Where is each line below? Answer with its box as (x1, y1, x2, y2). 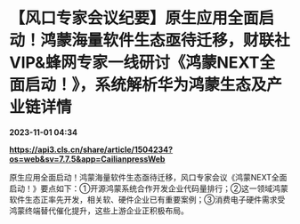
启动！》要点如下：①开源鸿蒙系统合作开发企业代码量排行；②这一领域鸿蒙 (9, 183, 288, 194)
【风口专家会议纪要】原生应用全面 (9, 8, 260, 28)
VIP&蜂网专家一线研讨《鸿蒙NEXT (9, 52, 260, 73)
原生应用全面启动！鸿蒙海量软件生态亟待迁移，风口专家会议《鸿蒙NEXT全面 (9, 172, 288, 182)
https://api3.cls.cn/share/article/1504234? (9, 144, 174, 155)
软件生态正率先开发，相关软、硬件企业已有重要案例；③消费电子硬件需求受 (9, 194, 286, 204)
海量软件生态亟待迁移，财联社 (71, 30, 291, 51)
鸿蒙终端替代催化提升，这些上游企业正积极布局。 (9, 205, 189, 216)
